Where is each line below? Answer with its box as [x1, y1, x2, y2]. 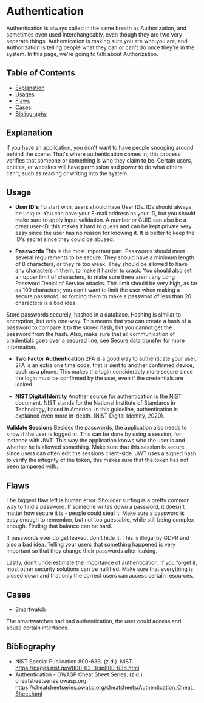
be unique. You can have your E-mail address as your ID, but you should [15, 210, 196, 217]
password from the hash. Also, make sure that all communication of [6, 331, 175, 338]
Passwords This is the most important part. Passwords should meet [15, 248, 185, 255]
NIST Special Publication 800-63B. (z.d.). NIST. [15, 657, 134, 665]
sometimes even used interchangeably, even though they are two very [6, 30, 183, 38]
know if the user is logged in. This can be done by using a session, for [6, 430, 182, 438]
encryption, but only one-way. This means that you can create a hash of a [6, 318, 191, 325]
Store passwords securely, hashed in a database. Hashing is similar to [6, 311, 182, 318]
